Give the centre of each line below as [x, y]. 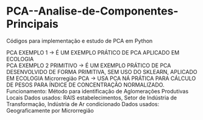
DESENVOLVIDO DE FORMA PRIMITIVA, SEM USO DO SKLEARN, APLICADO [102, 72]
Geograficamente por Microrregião [50, 110]
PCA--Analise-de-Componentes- [92, 11]
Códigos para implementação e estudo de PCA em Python [80, 41]
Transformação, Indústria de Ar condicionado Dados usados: [83, 104]
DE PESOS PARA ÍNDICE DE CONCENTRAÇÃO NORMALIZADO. [85, 85]
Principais [33, 24]
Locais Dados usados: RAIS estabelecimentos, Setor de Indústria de [92, 98]
